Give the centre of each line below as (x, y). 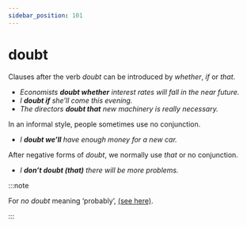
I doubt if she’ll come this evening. (76, 100)
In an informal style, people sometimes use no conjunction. (104, 124)
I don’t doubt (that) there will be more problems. (99, 170)
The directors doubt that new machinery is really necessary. (119, 108)
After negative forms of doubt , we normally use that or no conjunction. (123, 154)
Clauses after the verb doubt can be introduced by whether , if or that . (122, 77)
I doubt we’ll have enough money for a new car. (99, 139)
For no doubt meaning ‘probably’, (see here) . (81, 201)
